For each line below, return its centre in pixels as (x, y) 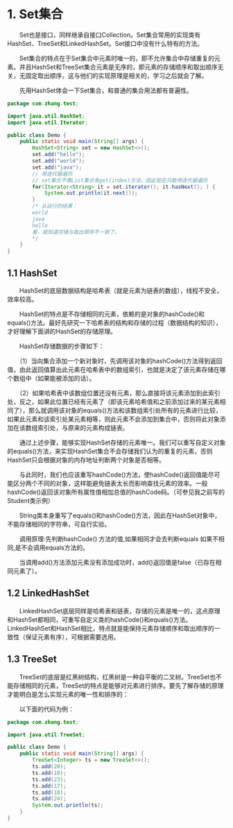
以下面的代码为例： (46, 709)
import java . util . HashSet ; (46, 116)
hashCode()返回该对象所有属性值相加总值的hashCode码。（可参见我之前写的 (116, 492)
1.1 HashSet (32, 273)
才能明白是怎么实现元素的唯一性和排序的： (68, 694)
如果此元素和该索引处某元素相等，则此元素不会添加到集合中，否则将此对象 (113, 419)
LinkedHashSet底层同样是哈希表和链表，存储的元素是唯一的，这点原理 (120, 611)
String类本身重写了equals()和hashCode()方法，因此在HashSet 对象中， (120, 515)
